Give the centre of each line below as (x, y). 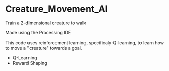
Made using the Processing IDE (38, 32)
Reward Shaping (30, 63)
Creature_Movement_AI (57, 9)
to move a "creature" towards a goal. (44, 48)
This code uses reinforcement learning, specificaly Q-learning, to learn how (85, 42)
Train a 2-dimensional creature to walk (46, 23)
